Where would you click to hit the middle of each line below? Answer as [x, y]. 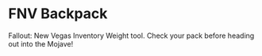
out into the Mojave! [41, 43]
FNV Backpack [58, 14]
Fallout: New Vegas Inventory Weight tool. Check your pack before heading [131, 35]
